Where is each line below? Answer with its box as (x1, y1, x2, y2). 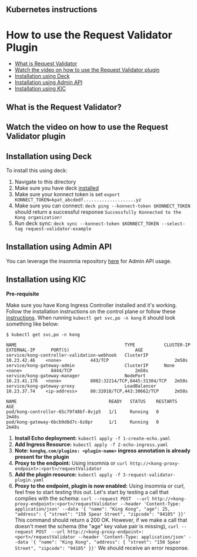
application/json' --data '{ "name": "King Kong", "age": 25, (14, 506, 171, 512)
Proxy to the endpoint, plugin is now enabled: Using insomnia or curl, (14, 482, 185, 489)
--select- (161, 220, 186, 227)
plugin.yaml (14, 477, 44, 483)
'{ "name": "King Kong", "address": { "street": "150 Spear (30, 539, 181, 545)
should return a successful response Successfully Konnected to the (14, 208, 181, 215)
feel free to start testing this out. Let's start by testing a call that (14, 488, 169, 495)
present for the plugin (14, 453, 69, 460)
